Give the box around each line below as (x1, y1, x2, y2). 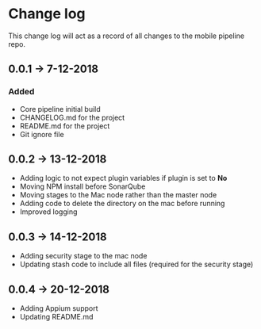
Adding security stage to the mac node (19, 251, 148, 261)
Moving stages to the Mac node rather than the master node (19, 190, 217, 200)
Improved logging (19, 207, 78, 216)
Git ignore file (19, 129, 65, 139)
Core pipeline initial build (19, 104, 101, 113)
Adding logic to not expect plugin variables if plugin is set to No (19, 174, 228, 183)
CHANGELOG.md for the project (19, 113, 125, 122)
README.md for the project (19, 121, 110, 131)
